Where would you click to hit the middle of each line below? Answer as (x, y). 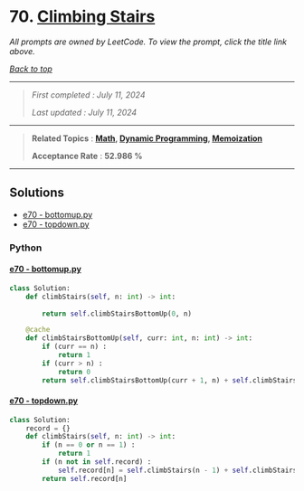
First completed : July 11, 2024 (89, 94)
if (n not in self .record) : (97, 462)
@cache (38, 330)
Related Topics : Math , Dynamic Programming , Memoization (147, 138)
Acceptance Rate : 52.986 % (87, 156)
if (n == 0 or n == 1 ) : (89, 445)
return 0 (74, 372)
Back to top (31, 69)
